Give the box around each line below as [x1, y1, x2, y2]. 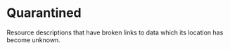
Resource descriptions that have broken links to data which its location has [6, 28, 224, 37]
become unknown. [6, 35, 60, 44]
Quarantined [6, 5, 82, 21]
